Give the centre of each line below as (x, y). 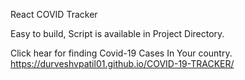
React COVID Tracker (54, 14)
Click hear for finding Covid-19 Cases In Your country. (121, 53)
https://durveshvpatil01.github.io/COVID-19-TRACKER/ (122, 63)
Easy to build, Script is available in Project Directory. (117, 33)
